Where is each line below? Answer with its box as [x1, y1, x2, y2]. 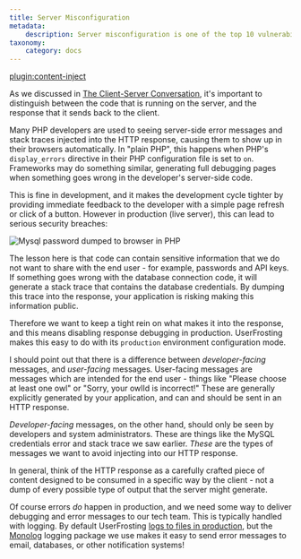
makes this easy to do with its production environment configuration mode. [9, 337, 287, 348]
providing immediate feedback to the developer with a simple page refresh [9, 199, 285, 211]
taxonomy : [9, 38, 47, 47]
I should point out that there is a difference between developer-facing [9, 355, 266, 365]
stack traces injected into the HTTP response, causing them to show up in [9, 134, 282, 145]
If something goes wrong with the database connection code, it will [9, 272, 258, 283]
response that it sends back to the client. [9, 107, 159, 118]
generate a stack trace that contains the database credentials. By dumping [9, 281, 285, 292]
